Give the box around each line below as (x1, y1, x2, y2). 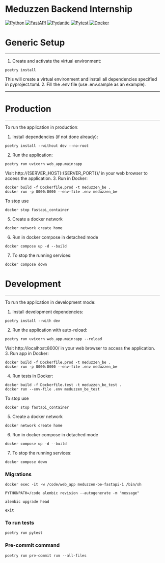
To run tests (5, 519, 34, 526)
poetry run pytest (5, 530, 43, 535)
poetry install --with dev (5, 318, 60, 323)
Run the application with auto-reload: (12, 327, 87, 333)
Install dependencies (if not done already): (12, 134, 98, 140)
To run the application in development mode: (5, 299, 96, 305)
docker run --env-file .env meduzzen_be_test (5, 387, 100, 391)
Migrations (5, 471, 32, 478)
